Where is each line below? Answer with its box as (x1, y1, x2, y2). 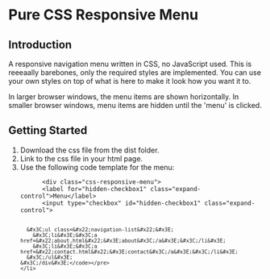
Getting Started (8, 123, 88, 138)
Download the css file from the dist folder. (19, 145, 160, 155)
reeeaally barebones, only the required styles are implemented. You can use (8, 68, 262, 77)
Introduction (8, 38, 73, 52)
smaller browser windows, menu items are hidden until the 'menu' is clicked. (8, 101, 262, 110)
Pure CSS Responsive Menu (8, 6, 199, 24)
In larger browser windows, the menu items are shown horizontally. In (8, 92, 239, 102)
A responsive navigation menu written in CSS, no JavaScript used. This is (8, 59, 252, 69)
